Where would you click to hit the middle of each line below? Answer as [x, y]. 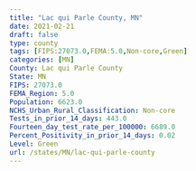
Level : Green [34, 144]
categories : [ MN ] [42, 60]
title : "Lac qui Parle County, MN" [76, 18]
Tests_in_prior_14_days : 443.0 [68, 119]
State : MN [28, 77]
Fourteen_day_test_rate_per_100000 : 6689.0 [93, 128]
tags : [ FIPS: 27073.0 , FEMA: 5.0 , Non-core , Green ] [98, 52]
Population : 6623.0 [46, 102]
